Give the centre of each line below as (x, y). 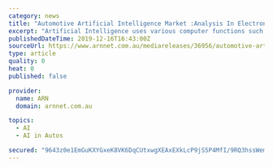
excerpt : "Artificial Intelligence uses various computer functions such (136, 31)
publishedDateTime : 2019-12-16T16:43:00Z (80, 39)
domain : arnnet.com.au (54, 106)
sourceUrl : (27, 46)
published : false (38, 76)
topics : (22, 121)
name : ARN (32, 98)
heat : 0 (22, 69)
